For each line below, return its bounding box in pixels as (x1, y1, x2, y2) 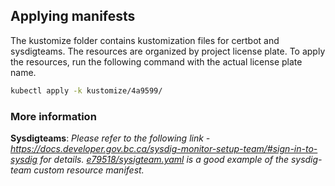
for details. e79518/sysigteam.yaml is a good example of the (39, 153, 289, 165)
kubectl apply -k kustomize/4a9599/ (10, 85, 163, 96)
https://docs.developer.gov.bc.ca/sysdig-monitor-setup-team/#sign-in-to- (10, 142, 318, 154)
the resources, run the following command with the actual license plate (10, 55, 303, 68)
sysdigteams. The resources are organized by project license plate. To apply (10, 45, 326, 57)
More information (10, 109, 97, 123)
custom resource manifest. (33, 164, 145, 176)
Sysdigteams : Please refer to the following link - (10, 132, 211, 144)
